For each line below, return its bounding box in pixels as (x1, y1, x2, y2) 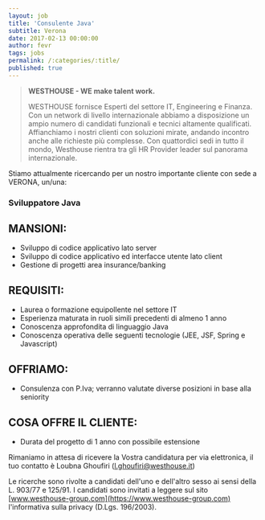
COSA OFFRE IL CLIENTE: (8, 416, 138, 429)
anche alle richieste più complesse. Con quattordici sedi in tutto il (27, 136, 244, 145)
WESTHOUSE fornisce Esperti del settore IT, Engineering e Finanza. (27, 101, 253, 111)
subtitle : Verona (8, 27, 67, 35)
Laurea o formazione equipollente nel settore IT (19, 305, 177, 314)
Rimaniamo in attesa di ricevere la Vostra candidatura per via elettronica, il (8, 452, 254, 462)
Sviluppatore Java (8, 197, 81, 208)
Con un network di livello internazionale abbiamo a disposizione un (27, 110, 250, 120)
